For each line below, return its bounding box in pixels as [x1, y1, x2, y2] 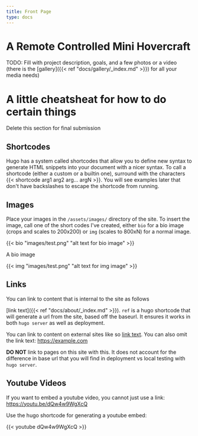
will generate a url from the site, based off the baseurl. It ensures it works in [6, 313, 191, 320]
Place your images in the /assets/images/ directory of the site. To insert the [6, 215, 190, 222]
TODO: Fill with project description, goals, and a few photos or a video [6, 59, 177, 66]
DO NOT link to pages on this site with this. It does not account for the [6, 348, 177, 356]
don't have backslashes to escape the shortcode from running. [6, 183, 160, 190]
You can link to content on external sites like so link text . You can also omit [6, 331, 187, 338]
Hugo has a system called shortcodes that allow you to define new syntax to [6, 157, 192, 164]
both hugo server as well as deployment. [6, 319, 105, 326]
